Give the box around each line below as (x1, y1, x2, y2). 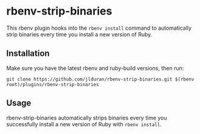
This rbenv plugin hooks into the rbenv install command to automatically (6, 24, 192, 32)
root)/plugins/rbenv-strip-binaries (6, 81, 99, 87)
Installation (6, 49, 50, 59)
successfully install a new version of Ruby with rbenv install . (6, 120, 162, 128)
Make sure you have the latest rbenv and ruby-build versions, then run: (6, 64, 184, 72)
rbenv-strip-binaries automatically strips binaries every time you (6, 114, 167, 121)
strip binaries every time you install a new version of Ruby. (6, 30, 153, 38)
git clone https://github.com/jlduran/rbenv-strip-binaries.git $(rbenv (6, 76, 195, 82)
